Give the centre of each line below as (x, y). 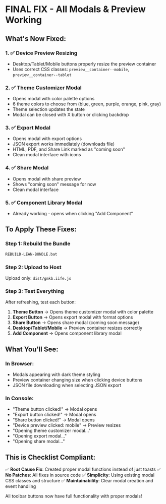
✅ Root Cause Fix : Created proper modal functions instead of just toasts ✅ (83, 469)
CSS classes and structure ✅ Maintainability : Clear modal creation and (79, 481)
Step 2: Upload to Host (33, 267)
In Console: (19, 398)
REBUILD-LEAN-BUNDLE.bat (31, 254)
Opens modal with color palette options (53, 99)
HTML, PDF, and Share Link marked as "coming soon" (69, 149)
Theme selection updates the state (48, 109)
